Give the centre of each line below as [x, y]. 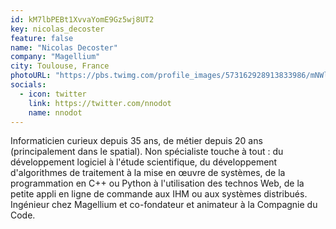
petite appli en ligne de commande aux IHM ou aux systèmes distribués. [159, 194]
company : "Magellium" [55, 57]
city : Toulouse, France [60, 66]
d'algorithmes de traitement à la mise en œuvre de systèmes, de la [148, 173]
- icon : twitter [53, 94]
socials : [28, 85]
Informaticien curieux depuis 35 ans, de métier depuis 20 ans [136, 141]
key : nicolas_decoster [57, 29]
